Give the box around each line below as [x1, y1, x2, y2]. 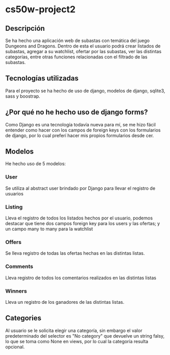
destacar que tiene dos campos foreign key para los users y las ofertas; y [5, 220, 160, 227]
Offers [5, 238, 22, 246]
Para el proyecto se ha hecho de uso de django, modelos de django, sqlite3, [5, 87, 165, 94]
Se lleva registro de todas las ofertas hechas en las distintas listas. [5, 250, 145, 256]
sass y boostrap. [5, 93, 40, 99]
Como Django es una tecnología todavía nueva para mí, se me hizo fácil [5, 121, 156, 127]
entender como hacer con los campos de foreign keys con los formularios [5, 127, 161, 133]
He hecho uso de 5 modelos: [5, 161, 66, 167]
